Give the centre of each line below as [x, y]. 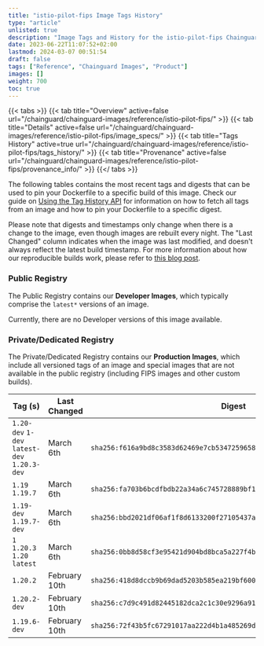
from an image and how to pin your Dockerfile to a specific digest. [115, 210]
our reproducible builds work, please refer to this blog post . [104, 258]
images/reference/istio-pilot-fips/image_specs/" [86, 136]
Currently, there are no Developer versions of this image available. [115, 319]
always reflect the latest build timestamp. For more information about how [128, 250]
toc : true [24, 88]
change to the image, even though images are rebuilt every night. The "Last [130, 233]
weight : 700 [27, 81]
